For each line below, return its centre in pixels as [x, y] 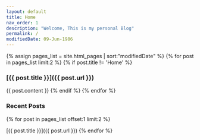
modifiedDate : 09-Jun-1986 [40, 39]
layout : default [26, 12]
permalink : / [22, 34]
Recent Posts [26, 106]
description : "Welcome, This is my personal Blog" [70, 28]
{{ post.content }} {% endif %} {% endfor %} [61, 91]
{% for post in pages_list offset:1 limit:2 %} [58, 119]
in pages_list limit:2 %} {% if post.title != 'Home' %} [69, 62]
